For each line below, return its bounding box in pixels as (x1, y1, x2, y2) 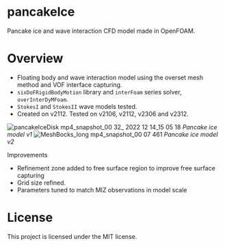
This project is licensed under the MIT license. (7, 232, 137, 240)
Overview (7, 51, 64, 66)
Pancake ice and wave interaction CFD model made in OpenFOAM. (7, 27, 196, 35)
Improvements (7, 151, 48, 159)
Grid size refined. (16, 179, 66, 187)
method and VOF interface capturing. (16, 80, 122, 89)
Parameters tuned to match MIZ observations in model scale (16, 185, 187, 194)
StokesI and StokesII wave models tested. (16, 102, 137, 110)
